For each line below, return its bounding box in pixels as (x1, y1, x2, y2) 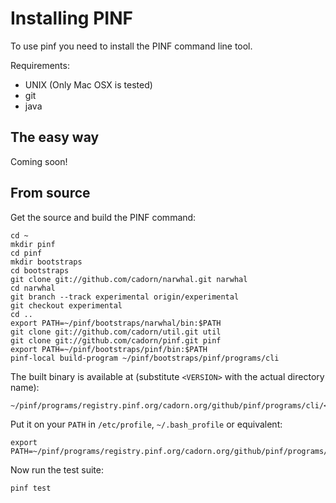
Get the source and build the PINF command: (10, 211, 197, 223)
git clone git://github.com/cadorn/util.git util (10, 327, 222, 337)
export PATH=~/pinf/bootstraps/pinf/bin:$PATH (10, 344, 208, 354)
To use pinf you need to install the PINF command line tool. (10, 40, 253, 52)
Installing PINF (10, 7, 133, 30)
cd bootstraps (10, 265, 70, 276)
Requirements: (10, 59, 70, 71)
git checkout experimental (10, 300, 123, 311)
